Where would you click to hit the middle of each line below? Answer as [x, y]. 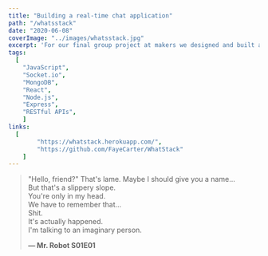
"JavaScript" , [46, 68]
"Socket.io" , [44, 75]
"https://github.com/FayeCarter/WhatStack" [110, 149]
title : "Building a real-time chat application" [91, 16]
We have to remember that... [75, 205]
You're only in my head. [67, 196]
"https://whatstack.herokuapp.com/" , [99, 142]
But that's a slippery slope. [72, 187]
